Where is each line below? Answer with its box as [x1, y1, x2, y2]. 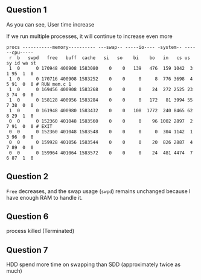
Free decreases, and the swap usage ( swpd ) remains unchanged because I [6, 187, 191, 195]
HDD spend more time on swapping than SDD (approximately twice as [6, 261, 181, 268]
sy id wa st [6, 60, 36, 66]
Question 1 [6, 5, 47, 15]
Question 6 [6, 211, 49, 222]
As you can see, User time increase [6, 21, 95, 28]
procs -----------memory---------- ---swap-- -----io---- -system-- [6, 44, 182, 50]
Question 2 [6, 171, 49, 182]
